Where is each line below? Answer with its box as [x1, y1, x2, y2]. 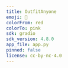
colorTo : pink [6, 25, 41, 31]
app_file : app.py [6, 42, 49, 48]
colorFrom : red [6, 20, 44, 25]
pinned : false [6, 47, 41, 53]
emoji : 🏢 [6, 14, 28, 20]
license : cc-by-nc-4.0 [6, 53, 62, 59]
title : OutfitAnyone [6, 8, 57, 15]
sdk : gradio [6, 31, 35, 37]
